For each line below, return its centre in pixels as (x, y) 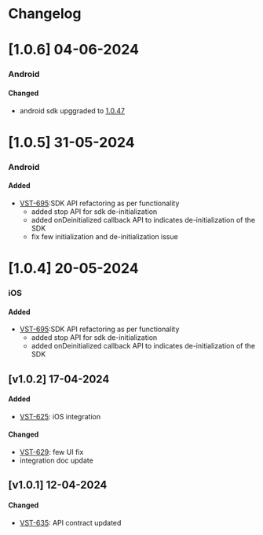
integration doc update (57, 460)
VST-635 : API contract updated (70, 522)
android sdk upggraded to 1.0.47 (72, 110)
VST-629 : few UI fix (51, 452)
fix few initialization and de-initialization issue (104, 236)
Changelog (45, 14)
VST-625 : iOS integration (60, 416)
